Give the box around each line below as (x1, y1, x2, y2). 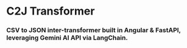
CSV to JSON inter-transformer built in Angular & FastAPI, (6, 26, 181, 35)
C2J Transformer (6, 4, 95, 18)
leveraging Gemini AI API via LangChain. (6, 33, 128, 42)
